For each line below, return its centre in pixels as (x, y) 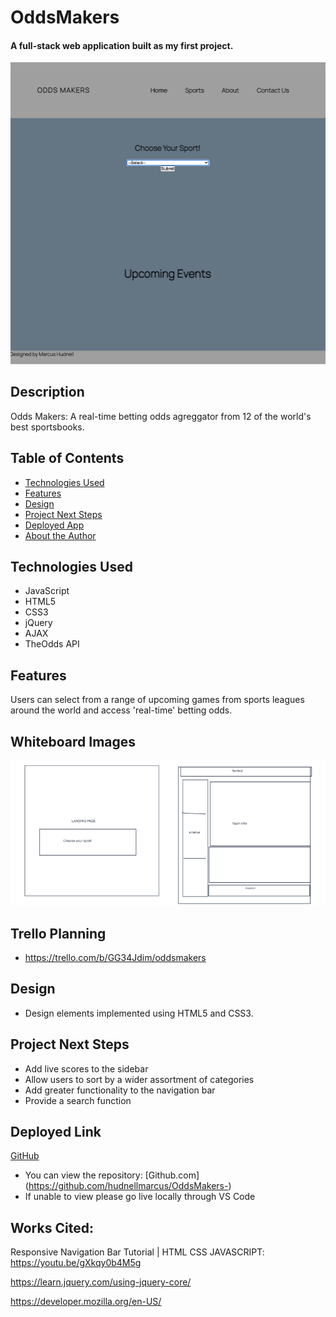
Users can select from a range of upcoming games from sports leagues (157, 700)
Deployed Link (56, 1132)
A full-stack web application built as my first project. (122, 45)
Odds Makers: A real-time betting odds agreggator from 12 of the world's (161, 416)
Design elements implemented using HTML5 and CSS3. (139, 1013)
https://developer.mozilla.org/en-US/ (86, 1302)
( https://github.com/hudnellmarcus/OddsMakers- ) (128, 1186)
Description (47, 392)
